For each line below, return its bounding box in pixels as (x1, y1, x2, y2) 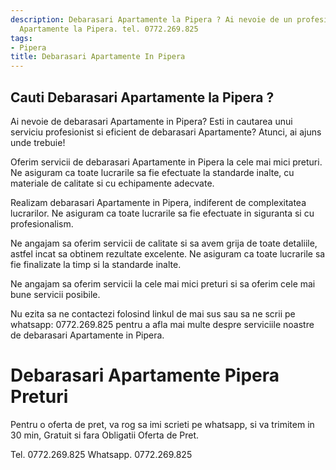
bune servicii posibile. (10, 288, 101, 300)
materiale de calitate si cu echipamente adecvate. (10, 177, 215, 189)
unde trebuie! (10, 136, 66, 148)
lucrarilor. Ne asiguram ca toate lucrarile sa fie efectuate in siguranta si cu (10, 207, 315, 219)
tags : (10, 33, 33, 43)
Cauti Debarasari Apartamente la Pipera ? (10, 89, 275, 106)
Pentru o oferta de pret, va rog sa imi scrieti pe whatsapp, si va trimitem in (10, 418, 315, 430)
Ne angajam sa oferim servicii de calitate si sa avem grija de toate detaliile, (10, 237, 318, 249)
